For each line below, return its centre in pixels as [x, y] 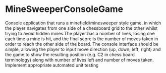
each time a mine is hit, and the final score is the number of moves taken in [82, 39]
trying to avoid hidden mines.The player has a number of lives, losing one [80, 33]
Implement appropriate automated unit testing [52, 65]
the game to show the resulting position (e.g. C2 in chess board [70, 54]
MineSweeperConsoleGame [64, 9]
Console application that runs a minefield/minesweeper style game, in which [83, 23]
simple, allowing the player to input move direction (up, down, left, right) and [83, 49]
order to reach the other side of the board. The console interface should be [82, 44]
